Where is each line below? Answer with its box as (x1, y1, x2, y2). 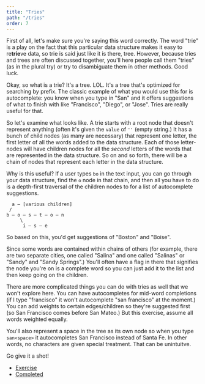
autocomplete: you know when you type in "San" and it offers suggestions (6, 94, 194, 102)
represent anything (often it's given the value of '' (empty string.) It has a (6, 126, 192, 133)
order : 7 (6, 20, 29, 26)
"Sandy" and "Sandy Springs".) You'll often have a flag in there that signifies (6, 258, 198, 266)
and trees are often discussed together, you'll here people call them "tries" (6, 56, 195, 64)
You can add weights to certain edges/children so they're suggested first (6, 303, 191, 310)
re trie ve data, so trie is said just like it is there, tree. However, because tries (6, 50, 196, 57)
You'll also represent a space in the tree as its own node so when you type (6, 328, 194, 335)
